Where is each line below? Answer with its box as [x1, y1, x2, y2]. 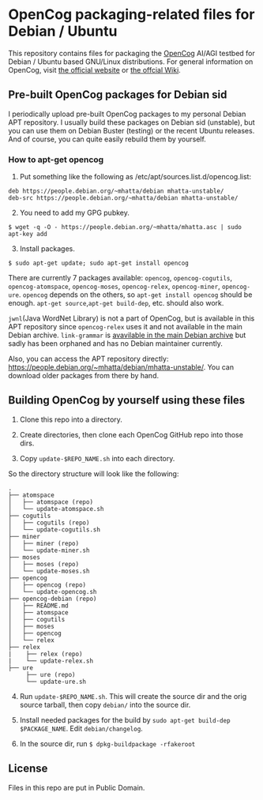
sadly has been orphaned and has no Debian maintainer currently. [8, 339, 224, 348]
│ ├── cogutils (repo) [8, 519, 90, 527]
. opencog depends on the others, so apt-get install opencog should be [18, 290, 253, 299]
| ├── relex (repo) [8, 650, 83, 658]
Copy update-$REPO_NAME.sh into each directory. [19, 453, 175, 463]
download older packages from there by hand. [8, 371, 160, 381]
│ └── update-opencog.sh [8, 588, 97, 595]
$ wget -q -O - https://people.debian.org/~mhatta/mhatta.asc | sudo [8, 223, 242, 231]
